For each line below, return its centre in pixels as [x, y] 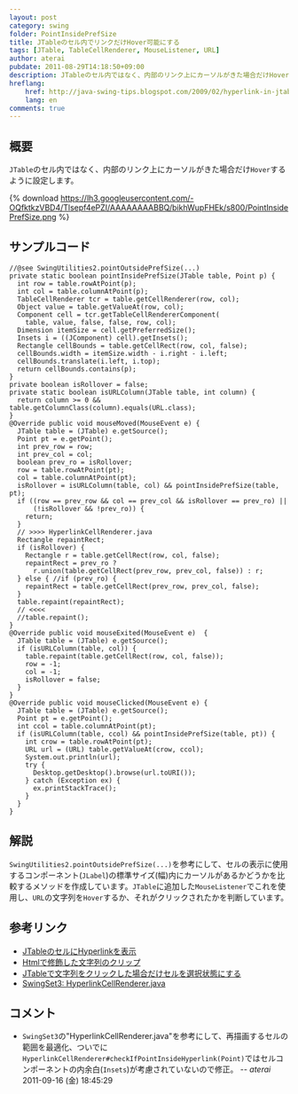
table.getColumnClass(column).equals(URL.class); [103, 408]
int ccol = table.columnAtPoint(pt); [87, 726]
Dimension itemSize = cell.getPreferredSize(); [107, 330]
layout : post [33, 17]
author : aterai [37, 59]
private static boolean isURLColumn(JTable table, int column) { [132, 392]
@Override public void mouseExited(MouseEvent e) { [109, 633]
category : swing [39, 26]
